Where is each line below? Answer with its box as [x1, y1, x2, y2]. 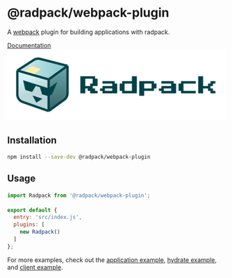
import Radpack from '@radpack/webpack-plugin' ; [7, 192, 151, 199]
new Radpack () [19, 229, 60, 236]
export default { [7, 207, 58, 214]
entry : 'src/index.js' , [13, 214, 82, 221]
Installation [7, 134, 57, 146]
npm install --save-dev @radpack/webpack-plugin [7, 154, 151, 161]
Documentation [7, 41, 51, 49]
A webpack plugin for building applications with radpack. [7, 28, 170, 36]
